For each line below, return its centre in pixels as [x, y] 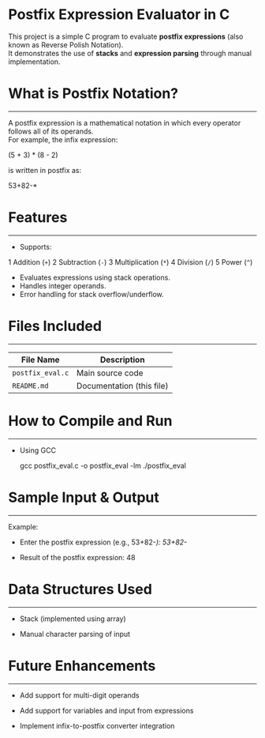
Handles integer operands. [63, 285]
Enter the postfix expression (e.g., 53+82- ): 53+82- [103, 542]
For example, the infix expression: [63, 139]
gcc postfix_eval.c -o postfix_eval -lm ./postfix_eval [103, 465]
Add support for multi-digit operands [79, 695]
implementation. [34, 62]
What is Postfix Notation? [93, 94]
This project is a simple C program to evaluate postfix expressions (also [126, 36]
